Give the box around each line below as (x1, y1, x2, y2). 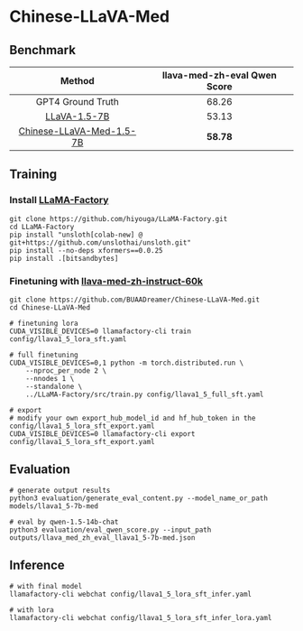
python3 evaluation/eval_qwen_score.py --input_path (9, 525, 212, 534)
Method (60, 75, 95, 87)
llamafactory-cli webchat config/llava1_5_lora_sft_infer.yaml (9, 589, 252, 599)
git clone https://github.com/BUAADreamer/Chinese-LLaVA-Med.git (9, 295, 260, 304)
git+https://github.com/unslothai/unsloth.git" (9, 237, 192, 247)
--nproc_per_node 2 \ (25, 366, 106, 376)
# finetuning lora (9, 319, 78, 328)
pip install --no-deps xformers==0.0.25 (9, 246, 164, 255)
